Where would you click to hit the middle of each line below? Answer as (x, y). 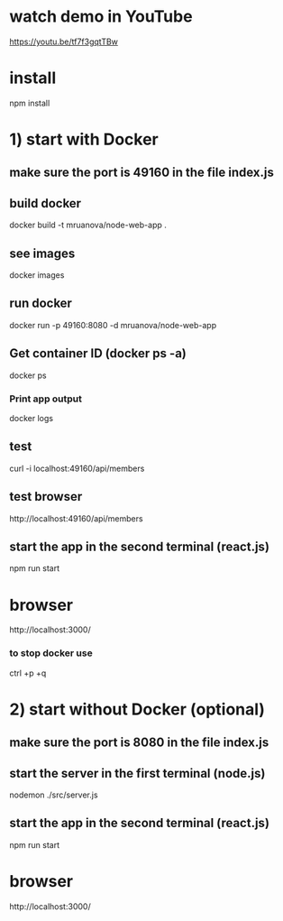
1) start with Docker (84, 139)
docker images (37, 275)
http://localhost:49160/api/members (76, 518)
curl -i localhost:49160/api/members (77, 468)
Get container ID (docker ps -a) (98, 354)
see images (42, 253)
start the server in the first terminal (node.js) (137, 773)
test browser (46, 497)
